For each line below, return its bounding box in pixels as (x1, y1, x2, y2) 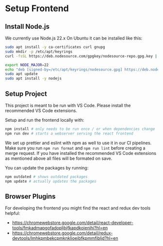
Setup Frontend (5, 3, 69, 14)
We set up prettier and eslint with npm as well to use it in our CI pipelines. (5, 140, 152, 146)
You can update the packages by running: (5, 165, 89, 170)
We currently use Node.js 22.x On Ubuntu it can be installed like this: (5, 35, 143, 41)
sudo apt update (5, 72, 38, 76)
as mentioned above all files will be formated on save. (5, 155, 113, 161)
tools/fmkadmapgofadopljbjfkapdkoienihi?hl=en (12, 225, 108, 231)
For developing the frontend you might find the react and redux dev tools (5, 205, 151, 211)
